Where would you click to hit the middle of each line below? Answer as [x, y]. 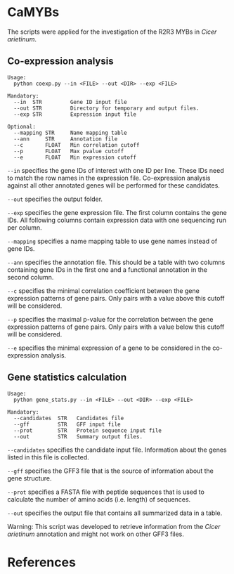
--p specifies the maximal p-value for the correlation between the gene [110, 319]
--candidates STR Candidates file [69, 418]
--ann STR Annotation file [66, 139]
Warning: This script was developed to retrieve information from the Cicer [114, 526]
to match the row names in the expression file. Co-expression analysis [109, 178]
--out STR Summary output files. [78, 436]
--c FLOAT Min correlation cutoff [77, 145]
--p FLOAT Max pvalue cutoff [69, 151]
